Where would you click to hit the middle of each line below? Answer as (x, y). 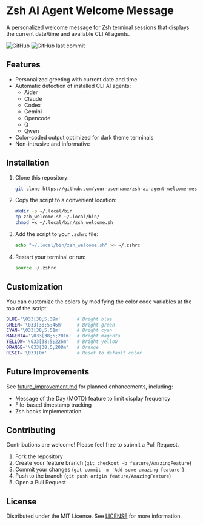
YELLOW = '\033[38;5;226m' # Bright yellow (62, 342)
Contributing (31, 430)
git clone (28, 189)
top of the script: (27, 308)
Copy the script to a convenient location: (66, 200)
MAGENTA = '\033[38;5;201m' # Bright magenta (63, 336)
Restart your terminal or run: (50, 257)
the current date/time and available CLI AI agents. (68, 33)
